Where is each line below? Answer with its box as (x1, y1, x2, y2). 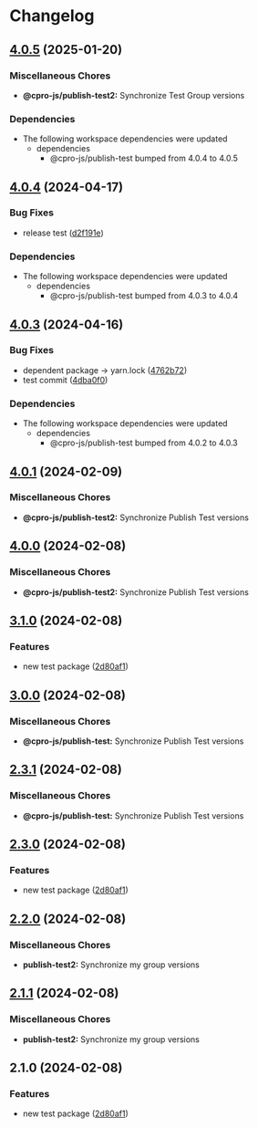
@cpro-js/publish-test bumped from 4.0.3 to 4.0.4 (49, 290, 239, 301)
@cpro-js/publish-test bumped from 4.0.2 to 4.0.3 (49, 437, 239, 448)
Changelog (9, 5, 95, 26)
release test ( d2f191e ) (22, 227, 104, 238)
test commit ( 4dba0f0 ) (22, 374, 108, 385)
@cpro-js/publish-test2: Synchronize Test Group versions (22, 89, 245, 100)
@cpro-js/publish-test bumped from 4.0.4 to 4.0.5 (49, 152, 239, 164)
